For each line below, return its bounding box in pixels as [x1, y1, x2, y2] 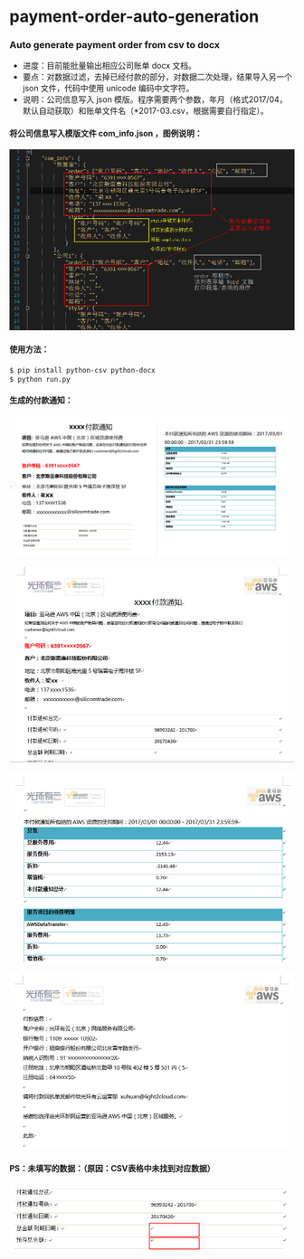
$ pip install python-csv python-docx [9, 365, 156, 374]
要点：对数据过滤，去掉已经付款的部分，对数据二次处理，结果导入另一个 [22, 71, 292, 82]
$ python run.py [9, 374, 71, 383]
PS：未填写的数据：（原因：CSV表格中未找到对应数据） [9, 1162, 215, 1173]
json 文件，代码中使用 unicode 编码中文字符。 [22, 83, 195, 94]
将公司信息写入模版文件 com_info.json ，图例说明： [9, 128, 204, 139]
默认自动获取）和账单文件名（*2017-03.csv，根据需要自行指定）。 [22, 106, 269, 117]
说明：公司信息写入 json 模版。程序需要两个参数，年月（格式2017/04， [22, 94, 288, 105]
